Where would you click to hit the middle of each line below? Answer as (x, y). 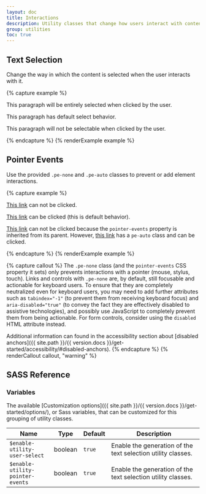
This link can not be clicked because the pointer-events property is (92, 228)
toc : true (19, 35)
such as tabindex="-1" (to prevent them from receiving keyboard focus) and (103, 298)
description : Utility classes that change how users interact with (94, 23)
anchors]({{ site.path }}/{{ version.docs (56, 342)
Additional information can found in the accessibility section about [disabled (102, 336)
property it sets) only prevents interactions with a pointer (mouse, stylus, (98, 272)
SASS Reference (38, 375)
